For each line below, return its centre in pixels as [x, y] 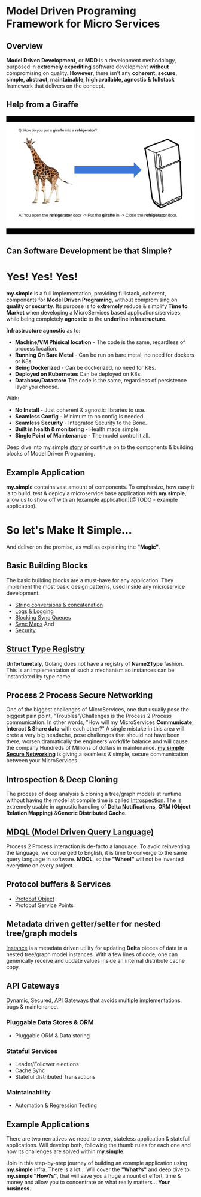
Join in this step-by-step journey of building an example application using [97, 1163]
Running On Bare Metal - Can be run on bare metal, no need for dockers [104, 355]
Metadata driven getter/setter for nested [83, 924]
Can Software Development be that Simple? [89, 251]
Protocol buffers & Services [59, 885]
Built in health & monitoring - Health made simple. [77, 429]
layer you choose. [37, 387]
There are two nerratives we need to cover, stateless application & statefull [98, 1139]
